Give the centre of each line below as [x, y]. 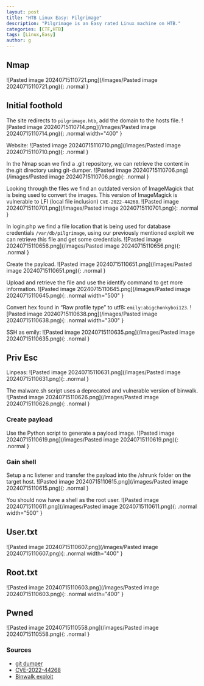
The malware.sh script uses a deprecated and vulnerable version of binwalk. [102, 391]
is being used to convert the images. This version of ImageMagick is [92, 195]
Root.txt [22, 573]
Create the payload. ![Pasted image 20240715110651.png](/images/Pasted [99, 264]
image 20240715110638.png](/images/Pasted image [92, 314]
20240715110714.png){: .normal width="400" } [65, 133]
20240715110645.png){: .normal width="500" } [65, 295]
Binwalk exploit [34, 676]
